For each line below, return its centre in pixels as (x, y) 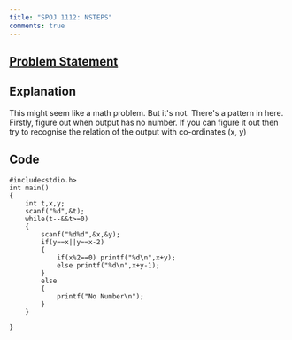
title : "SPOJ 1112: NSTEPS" (61, 17)
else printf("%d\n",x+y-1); (108, 265)
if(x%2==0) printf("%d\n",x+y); (116, 258)
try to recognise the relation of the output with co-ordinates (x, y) (128, 131)
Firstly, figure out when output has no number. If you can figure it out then (144, 122)
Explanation (43, 92)
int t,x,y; (45, 203)
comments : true (37, 26)
